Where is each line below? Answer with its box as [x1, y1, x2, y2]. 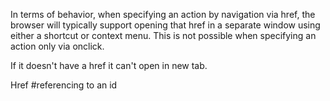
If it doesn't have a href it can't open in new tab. [10, 60, 208, 71]
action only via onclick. [10, 40, 105, 52]
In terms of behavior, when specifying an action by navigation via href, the [10, 9, 316, 20]
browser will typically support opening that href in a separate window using [10, 19, 321, 31]
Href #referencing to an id [10, 79, 118, 91]
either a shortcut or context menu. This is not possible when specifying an [10, 30, 317, 41]
